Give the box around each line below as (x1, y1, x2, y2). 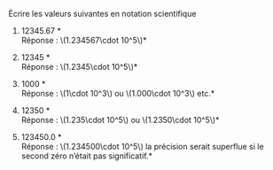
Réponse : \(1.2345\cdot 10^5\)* (20, 62, 138, 72)
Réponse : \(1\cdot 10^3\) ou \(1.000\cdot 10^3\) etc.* (20, 89, 215, 98)
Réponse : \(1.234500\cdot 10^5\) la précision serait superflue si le (20, 142, 264, 151)
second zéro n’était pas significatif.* (20, 151, 152, 161)
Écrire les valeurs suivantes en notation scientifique (8, 9, 197, 19)
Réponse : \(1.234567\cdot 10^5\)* (20, 35, 147, 45)
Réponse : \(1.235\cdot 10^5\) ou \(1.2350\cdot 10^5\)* (20, 115, 220, 125)
